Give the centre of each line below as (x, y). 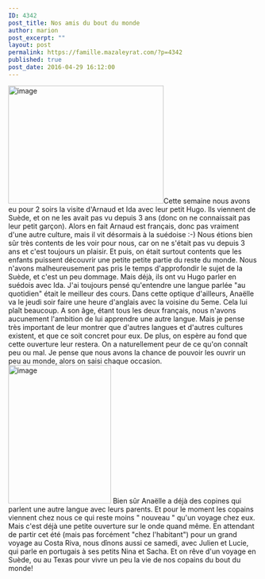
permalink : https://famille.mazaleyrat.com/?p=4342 (95, 52)
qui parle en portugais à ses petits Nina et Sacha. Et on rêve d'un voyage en (132, 551)
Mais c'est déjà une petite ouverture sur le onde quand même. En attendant (132, 526)
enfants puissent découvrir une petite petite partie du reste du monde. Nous (132, 259)
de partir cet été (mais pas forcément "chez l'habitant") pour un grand (123, 534)
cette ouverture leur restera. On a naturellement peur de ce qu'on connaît (128, 344)
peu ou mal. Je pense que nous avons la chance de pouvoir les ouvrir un (127, 352)
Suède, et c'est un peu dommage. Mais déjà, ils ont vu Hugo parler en (122, 276)
